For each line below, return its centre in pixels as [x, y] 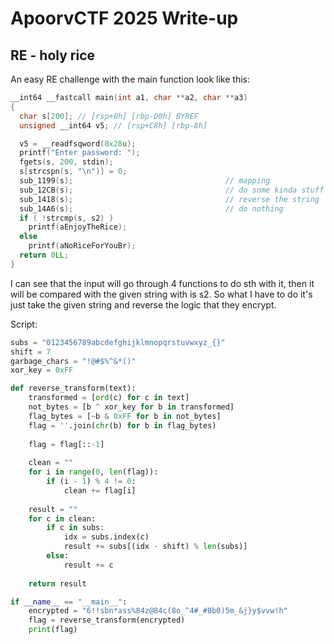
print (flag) [53, 630]
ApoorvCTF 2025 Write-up [124, 18]
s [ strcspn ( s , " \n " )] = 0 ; [73, 172]
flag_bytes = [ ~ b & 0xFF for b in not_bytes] [125, 416]
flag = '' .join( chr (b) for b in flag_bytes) [122, 425]
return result [57, 583]
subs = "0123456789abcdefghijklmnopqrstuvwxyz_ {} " [118, 342]
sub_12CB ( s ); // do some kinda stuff [172, 190]
